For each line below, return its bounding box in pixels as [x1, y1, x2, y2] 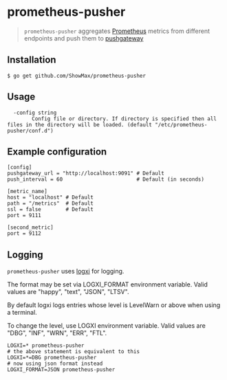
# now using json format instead [7, 360, 103, 368]
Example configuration [7, 146, 107, 157]
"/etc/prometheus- [154, 121, 208, 128]
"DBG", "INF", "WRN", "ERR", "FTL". [7, 329, 107, 337]
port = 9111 [7, 212, 41, 219]
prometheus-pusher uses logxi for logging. [7, 267, 125, 276]
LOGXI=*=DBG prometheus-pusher [7, 355, 97, 361]
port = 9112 [7, 230, 41, 237]
